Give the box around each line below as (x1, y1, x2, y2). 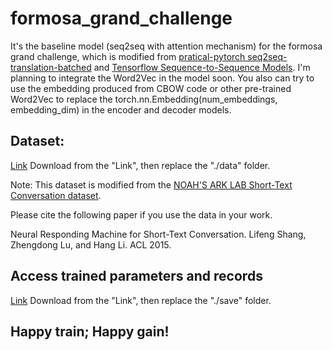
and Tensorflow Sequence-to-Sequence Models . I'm (93, 61, 311, 73)
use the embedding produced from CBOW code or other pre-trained (10, 82, 292, 94)
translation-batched (10, 61, 92, 73)
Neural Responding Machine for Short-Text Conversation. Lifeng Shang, (10, 228, 307, 240)
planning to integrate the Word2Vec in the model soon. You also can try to (10, 72, 315, 84)
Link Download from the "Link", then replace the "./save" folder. (10, 294, 272, 306)
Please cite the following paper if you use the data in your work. (10, 208, 273, 221)
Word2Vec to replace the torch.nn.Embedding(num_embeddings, (10, 93, 278, 105)
